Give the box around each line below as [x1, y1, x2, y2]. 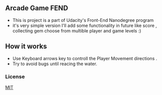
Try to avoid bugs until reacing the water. [12, 61, 97, 67]
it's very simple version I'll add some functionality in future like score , [12, 22, 157, 28]
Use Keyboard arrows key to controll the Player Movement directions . [12, 55, 157, 61]
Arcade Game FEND [5, 4, 69, 12]
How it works [5, 42, 47, 51]
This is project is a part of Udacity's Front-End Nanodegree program [12, 17, 154, 23]
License [5, 73, 25, 80]
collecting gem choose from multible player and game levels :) [12, 27, 141, 34]
